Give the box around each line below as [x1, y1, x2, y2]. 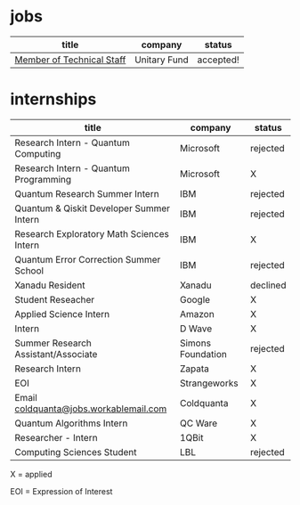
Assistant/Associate [14, 347, 98, 360]
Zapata [179, 362, 210, 375]
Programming [14, 173, 72, 185]
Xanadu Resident [14, 279, 85, 291]
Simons [179, 337, 212, 349]
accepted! [197, 53, 239, 66]
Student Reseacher [14, 293, 95, 305]
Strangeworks [179, 377, 239, 389]
